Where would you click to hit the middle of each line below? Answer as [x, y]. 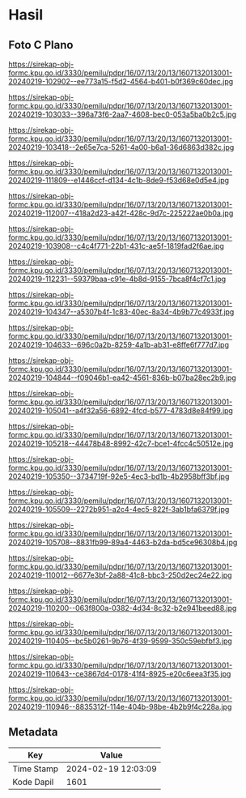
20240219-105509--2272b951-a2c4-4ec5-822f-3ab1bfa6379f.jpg [119, 509]
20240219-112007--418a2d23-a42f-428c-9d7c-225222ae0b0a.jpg [121, 213]
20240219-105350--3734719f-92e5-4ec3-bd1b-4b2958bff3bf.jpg [119, 476]
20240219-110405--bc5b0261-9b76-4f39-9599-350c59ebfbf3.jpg [120, 641]
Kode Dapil [33, 782]
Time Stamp [36, 769]
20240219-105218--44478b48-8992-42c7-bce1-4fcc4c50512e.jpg [121, 444]
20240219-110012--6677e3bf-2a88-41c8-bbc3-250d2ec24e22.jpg [120, 575]
